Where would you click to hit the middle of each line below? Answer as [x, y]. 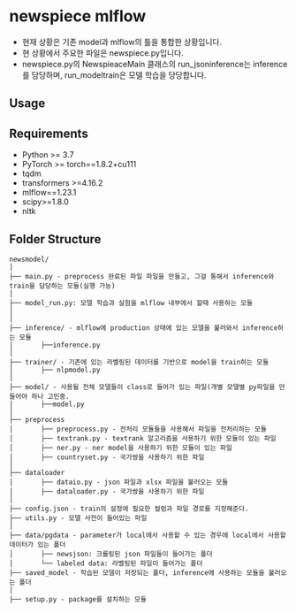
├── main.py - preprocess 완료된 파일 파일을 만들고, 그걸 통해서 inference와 [142, 276]
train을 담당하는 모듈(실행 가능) [62, 286]
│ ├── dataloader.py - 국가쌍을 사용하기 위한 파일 [107, 491]
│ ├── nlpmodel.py [55, 370]
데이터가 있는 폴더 [38, 544]
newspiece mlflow [78, 16]
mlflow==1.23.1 [49, 193]
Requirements [49, 133]
